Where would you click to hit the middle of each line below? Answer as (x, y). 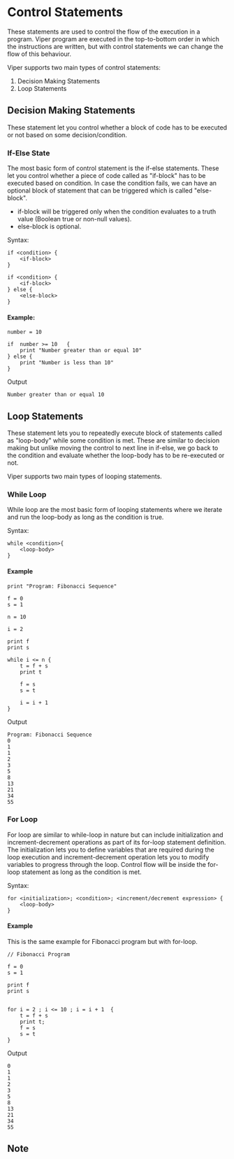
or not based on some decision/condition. (67, 134)
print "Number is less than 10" (67, 363)
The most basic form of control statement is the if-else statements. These (113, 168)
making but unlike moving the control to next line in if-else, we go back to (113, 448)
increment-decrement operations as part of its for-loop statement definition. (117, 842)
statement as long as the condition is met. (81, 872)
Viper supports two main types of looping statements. (85, 476)
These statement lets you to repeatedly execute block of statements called (115, 433)
